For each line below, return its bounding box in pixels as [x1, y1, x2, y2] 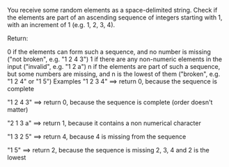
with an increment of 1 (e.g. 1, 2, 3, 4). [7, 21, 116, 29]
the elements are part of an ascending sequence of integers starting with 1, [7, 13, 223, 22]
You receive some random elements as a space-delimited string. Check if [7, 6, 218, 14]
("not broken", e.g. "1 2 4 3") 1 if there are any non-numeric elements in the [7, 55, 223, 63]
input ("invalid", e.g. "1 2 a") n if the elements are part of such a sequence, [7, 63, 221, 70]
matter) [7, 106, 29, 113]
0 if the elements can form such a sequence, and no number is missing [7, 48, 211, 56]
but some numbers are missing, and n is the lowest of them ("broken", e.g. [7, 70, 221, 78]
